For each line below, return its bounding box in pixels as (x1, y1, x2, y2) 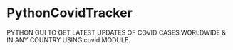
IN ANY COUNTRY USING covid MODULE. (6, 35, 131, 44)
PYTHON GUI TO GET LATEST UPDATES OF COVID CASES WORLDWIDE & (6, 28, 226, 37)
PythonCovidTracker (6, 5, 133, 21)
